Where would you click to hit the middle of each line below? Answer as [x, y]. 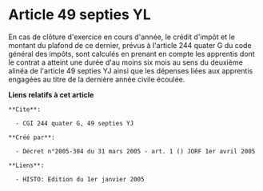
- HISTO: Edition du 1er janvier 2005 [80, 179]
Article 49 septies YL [80, 15]
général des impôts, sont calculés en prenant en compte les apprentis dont [131, 54]
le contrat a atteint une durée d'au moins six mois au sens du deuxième [126, 62]
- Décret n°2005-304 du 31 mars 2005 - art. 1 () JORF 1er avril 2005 [135, 151]
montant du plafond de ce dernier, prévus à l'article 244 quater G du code [130, 45]
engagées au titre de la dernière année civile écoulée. [97, 79]
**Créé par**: [32, 137]
